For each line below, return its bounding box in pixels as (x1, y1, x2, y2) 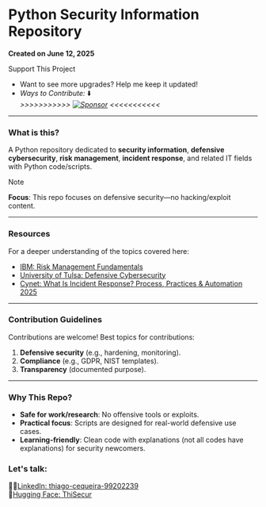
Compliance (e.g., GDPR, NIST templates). (19, 355, 159, 366)
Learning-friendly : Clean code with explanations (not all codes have (19, 435, 244, 445)
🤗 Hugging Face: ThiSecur (8, 490, 93, 499)
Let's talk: (8, 463, 47, 474)
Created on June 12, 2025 (8, 48, 95, 58)
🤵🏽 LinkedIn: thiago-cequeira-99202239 (8, 482, 139, 491)
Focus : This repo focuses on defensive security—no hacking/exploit (8, 193, 231, 202)
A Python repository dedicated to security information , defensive (8, 145, 225, 155)
